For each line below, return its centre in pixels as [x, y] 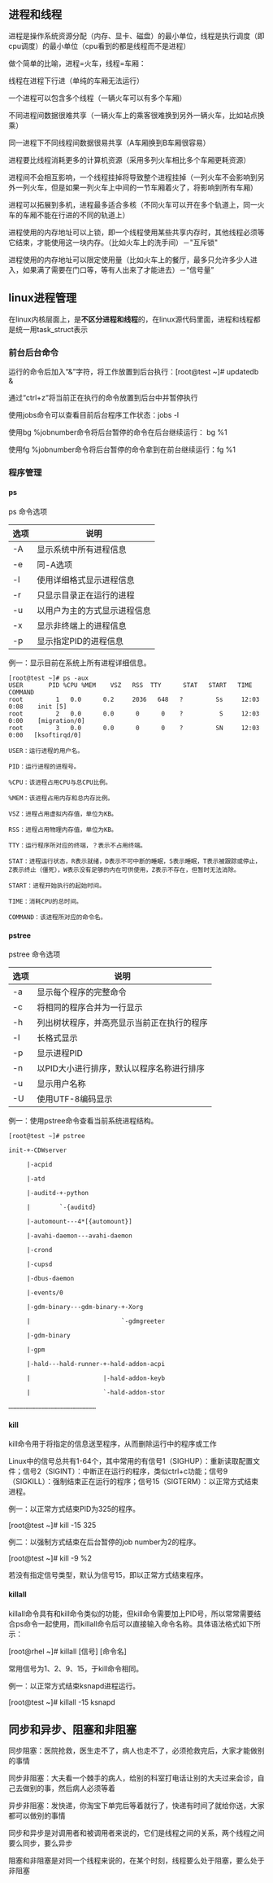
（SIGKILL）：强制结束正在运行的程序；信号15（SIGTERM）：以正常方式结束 [134, 1482]
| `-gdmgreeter [95, 1321]
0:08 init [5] [38, 707]
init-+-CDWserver [38, 1150]
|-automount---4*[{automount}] [79, 1222]
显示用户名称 [62, 1084]
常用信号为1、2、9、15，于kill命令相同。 [76, 1668]
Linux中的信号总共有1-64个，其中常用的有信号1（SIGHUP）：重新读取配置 [131, 1461]
